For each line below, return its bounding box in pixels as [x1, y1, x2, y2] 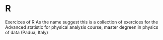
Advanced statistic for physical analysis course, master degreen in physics [5, 24, 159, 30]
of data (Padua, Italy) [5, 29, 48, 35]
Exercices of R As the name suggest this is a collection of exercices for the [5, 19, 158, 25]
